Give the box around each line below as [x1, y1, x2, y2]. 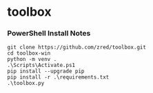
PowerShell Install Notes [7, 29, 91, 38]
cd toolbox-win [7, 50, 51, 57]
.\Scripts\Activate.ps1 [7, 62, 76, 69]
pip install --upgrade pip [7, 68, 85, 75]
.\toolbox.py [7, 80, 45, 87]
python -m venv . [7, 56, 57, 63]
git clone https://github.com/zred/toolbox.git [7, 44, 147, 51]
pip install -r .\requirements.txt [7, 74, 110, 81]
